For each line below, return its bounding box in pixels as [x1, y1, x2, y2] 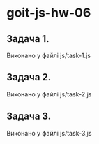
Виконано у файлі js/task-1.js [6, 51, 91, 59]
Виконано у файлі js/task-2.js [6, 89, 92, 99]
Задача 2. [6, 71, 52, 83]
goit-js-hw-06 [6, 5, 91, 21]
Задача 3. [6, 110, 52, 122]
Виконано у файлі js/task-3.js [6, 129, 92, 137]
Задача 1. [6, 33, 49, 45]
